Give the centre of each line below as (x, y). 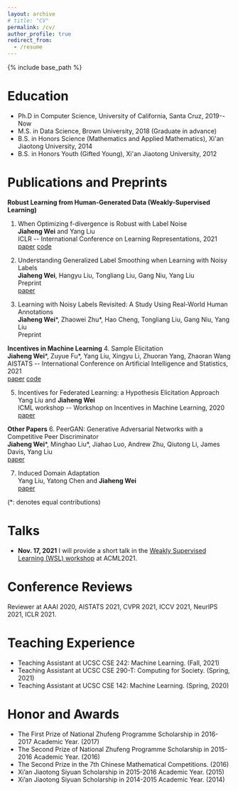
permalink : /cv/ (31, 27)
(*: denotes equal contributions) (54, 502)
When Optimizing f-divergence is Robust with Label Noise (102, 223)
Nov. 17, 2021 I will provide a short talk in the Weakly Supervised (112, 550)
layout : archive (31, 14)
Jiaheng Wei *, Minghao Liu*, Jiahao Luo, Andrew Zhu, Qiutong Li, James (114, 444)
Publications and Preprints (87, 183)
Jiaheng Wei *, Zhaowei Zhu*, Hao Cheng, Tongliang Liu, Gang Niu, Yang (123, 319)
